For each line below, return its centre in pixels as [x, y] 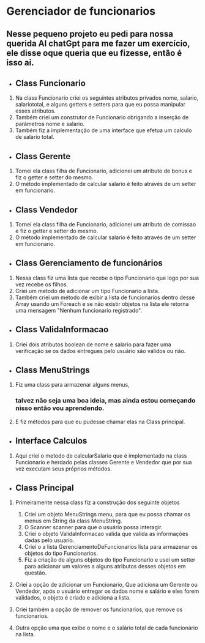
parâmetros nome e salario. [50, 124]
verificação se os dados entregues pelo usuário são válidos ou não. [100, 351]
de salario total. [35, 137]
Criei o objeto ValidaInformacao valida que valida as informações [106, 534]
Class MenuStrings [52, 370]
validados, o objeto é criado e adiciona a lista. [73, 598]
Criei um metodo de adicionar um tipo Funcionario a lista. [87, 291]
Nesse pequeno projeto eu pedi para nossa [90, 34]
